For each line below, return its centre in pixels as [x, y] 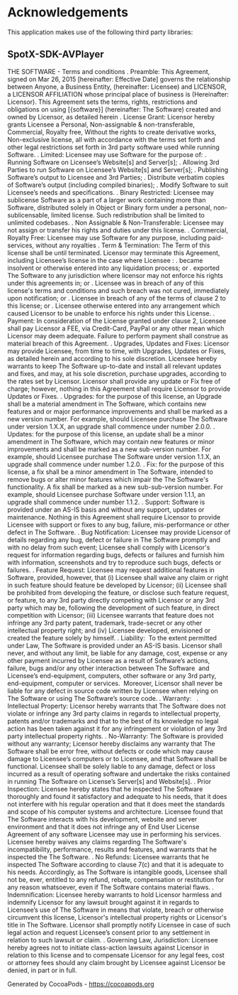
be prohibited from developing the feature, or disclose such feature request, [118, 592]
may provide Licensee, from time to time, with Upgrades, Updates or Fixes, [117, 351]
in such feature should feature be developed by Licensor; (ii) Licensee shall [117, 585]
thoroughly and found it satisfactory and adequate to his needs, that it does [117, 796]
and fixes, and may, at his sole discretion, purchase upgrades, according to [117, 373]
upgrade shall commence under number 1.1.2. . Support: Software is [106, 502]
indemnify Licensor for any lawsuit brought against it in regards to [103, 902]
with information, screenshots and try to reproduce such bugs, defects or [114, 562]
